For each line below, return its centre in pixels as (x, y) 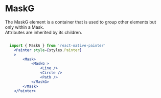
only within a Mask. (24, 27)
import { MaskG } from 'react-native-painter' (58, 45)
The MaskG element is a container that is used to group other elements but (81, 22)
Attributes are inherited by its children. (44, 32)
